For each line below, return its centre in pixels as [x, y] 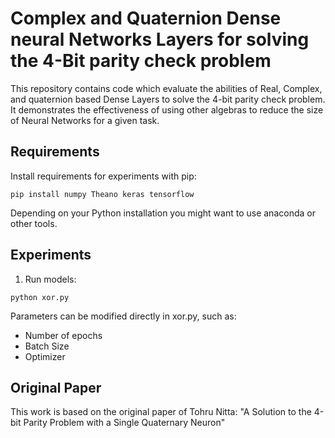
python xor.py [40, 297]
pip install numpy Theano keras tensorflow [102, 194]
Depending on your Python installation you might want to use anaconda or [163, 213]
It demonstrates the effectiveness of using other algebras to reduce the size [167, 109]
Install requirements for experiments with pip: [103, 176]
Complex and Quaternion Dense [146, 18]
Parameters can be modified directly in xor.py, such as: [123, 316]
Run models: [50, 279]
